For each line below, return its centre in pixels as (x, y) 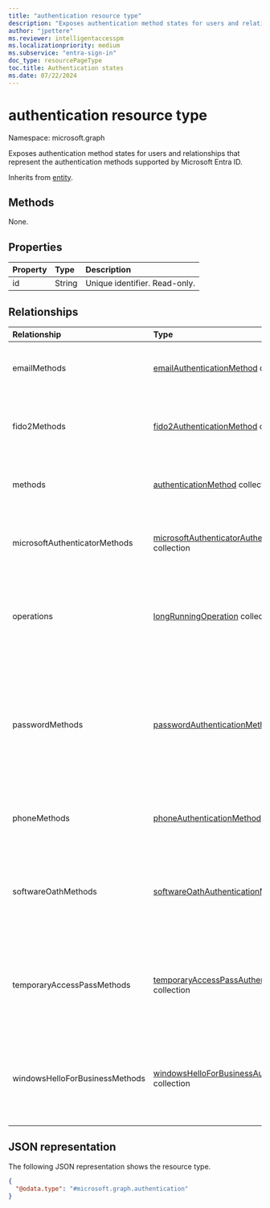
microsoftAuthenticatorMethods (73, 543)
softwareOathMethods (55, 891)
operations (33, 616)
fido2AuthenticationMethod (205, 426)
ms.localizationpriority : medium (64, 46)
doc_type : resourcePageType (55, 61)
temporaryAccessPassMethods (72, 985)
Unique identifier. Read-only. (140, 284)
